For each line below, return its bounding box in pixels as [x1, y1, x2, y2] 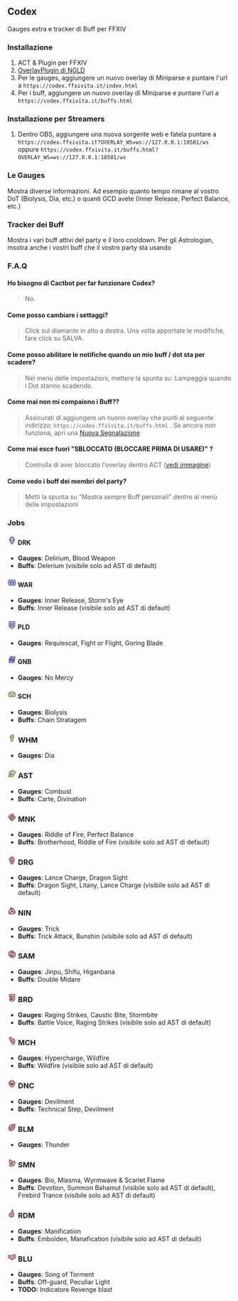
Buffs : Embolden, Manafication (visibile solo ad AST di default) [17, 1234, 202, 1243]
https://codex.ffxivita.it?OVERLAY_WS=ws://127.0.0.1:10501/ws [17, 139, 210, 146]
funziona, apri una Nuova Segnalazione [24, 428, 141, 437]
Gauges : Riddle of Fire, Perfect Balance [17, 830, 134, 838]
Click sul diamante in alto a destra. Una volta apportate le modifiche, [24, 326, 225, 335]
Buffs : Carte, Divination [17, 794, 87, 803]
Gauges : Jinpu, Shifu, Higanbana [17, 967, 115, 976]
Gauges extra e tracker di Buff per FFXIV [7, 24, 126, 33]
